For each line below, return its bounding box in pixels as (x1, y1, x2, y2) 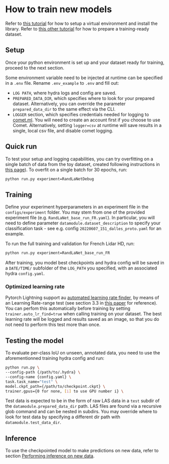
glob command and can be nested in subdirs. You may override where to (5, 409, 157, 415)
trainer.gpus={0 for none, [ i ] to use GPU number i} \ (5, 388, 124, 394)
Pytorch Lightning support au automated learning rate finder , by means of (5, 294, 159, 301)
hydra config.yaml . (5, 271, 45, 277)
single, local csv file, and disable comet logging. (12, 127, 113, 134)
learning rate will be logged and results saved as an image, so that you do (5, 316, 159, 322)
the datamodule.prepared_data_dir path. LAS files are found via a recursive (5, 403, 162, 409)
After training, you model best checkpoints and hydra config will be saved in (5, 260, 164, 266)
